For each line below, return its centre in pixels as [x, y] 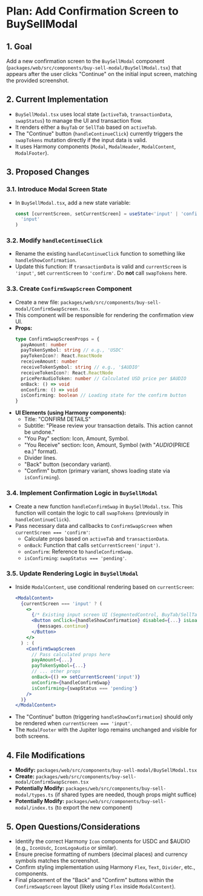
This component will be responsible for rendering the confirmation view [104, 315]
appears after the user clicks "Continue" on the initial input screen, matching [102, 74]
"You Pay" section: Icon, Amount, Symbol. [76, 439]
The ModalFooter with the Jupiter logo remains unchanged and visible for [106, 730]
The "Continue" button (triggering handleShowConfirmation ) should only [104, 717]
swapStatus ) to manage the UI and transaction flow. [78, 120]
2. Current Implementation [57, 99]
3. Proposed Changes [48, 172]
